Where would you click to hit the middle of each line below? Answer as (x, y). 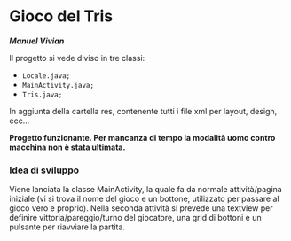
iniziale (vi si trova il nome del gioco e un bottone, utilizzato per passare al (144, 199)
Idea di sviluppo (44, 170)
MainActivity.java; (58, 85)
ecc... (20, 120)
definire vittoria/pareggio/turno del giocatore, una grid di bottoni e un (135, 218)
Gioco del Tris (61, 16)
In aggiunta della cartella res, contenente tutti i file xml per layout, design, (143, 111)
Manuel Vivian (37, 41)
